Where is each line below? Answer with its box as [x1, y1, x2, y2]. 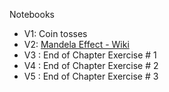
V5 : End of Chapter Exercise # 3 [23, 70, 159, 82]
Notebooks [9, 9, 55, 20]
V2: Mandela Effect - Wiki [23, 39, 130, 50]
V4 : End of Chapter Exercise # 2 [23, 60, 159, 71]
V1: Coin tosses [23, 28, 88, 39]
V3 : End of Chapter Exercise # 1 [23, 49, 157, 61]
